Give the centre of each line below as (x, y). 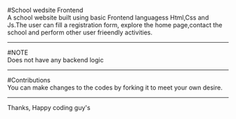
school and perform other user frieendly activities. (80, 32)
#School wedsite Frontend (45, 10)
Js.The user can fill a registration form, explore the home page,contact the (115, 25)
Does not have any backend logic (55, 60)
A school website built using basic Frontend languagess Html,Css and (108, 17)
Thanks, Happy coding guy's (49, 107)
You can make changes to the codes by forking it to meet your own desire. (115, 87)
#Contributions (29, 80)
